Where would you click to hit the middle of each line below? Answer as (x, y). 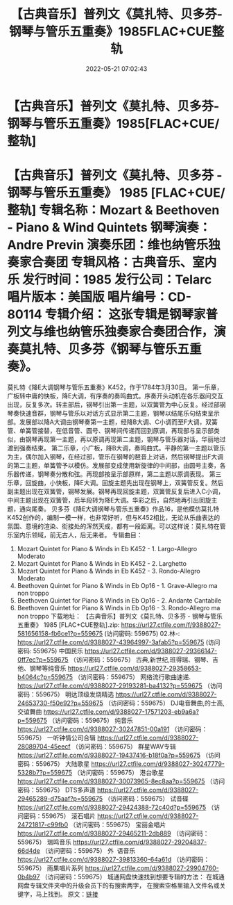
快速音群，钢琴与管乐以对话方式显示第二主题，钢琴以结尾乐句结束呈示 (119, 413)
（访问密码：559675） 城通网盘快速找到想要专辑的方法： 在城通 (133, 877)
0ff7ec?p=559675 (43, 659)
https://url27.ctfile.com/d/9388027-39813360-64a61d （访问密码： (113, 859)
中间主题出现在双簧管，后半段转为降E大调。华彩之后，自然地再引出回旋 (109, 500)
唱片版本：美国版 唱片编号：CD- (100, 297)
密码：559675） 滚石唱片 (59, 816)
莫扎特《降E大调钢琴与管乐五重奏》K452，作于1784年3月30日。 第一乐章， (115, 387)
